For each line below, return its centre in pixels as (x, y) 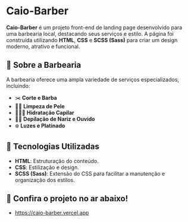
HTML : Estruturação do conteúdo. (57, 161)
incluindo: (18, 86)
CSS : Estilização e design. (47, 167)
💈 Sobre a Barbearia (44, 65)
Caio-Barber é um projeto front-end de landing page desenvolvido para (94, 27)
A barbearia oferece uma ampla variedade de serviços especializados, (93, 79)
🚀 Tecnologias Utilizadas (53, 147)
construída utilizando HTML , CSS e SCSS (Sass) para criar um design (92, 40)
